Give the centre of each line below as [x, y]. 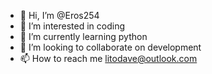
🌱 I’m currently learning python [83, 36]
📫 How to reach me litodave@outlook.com [108, 58]
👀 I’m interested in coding [72, 26]
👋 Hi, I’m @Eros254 [59, 15]
